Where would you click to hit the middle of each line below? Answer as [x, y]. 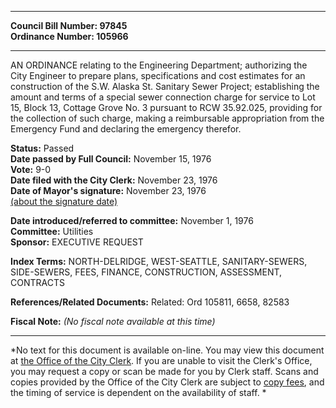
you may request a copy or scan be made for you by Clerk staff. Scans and [164, 371]
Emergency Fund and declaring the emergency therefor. [126, 129]
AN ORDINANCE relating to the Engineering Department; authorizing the [159, 65]
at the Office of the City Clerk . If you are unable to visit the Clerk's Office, [161, 360]
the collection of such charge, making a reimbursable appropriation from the [167, 118]
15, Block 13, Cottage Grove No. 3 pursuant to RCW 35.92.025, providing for [166, 107]
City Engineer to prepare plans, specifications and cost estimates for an [158, 75]
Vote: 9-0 [31, 169]
